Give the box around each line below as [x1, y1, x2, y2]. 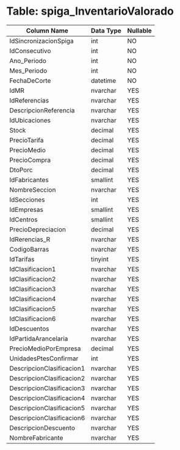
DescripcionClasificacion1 [9, 364, 85, 372]
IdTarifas [9, 255, 35, 263]
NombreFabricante [9, 434, 63, 442]
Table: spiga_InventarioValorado [6, 4, 174, 18]
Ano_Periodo [9, 56, 47, 65]
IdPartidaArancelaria [9, 334, 68, 343]
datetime [90, 76, 117, 85]
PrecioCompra [9, 156, 51, 164]
